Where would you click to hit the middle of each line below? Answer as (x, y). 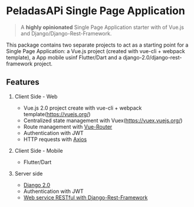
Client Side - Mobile (39, 150)
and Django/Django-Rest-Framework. (66, 33)
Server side (29, 173)
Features (23, 82)
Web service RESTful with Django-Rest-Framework (86, 197)
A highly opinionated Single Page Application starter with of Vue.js (102, 27)
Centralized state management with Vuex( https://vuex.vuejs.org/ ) (103, 120)
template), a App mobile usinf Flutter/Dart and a (64, 57)
